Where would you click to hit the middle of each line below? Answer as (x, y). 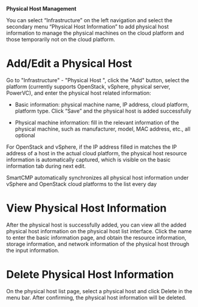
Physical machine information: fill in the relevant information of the (97, 122)
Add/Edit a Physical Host (69, 64)
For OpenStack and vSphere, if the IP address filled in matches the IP (91, 147)
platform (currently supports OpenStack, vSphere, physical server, (88, 86)
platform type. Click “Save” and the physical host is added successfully (103, 111)
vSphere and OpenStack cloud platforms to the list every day (82, 184)
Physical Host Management (41, 9)
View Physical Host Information (86, 208)
